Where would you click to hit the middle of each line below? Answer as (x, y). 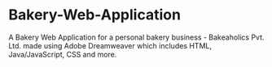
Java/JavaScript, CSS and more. (63, 54)
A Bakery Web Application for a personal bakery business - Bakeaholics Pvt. (136, 37)
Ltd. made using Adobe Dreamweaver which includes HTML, (110, 45)
